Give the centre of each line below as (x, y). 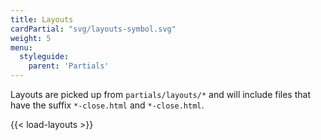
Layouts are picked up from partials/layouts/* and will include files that (160, 94)
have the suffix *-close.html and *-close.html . (107, 105)
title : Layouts (42, 19)
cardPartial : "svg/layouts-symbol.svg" (93, 29)
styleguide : (44, 57)
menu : (21, 47)
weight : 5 (31, 38)
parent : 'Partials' (69, 66)
